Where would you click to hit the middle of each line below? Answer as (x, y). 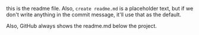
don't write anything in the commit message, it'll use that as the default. (94, 15)
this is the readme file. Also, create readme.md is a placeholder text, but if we (100, 8)
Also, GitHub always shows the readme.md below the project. (82, 26)
